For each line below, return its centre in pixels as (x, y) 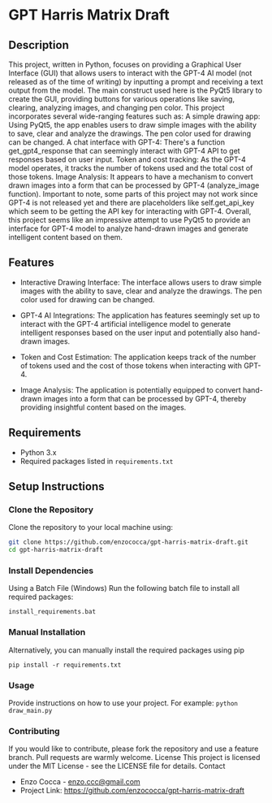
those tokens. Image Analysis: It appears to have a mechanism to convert (131, 177)
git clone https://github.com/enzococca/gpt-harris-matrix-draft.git (129, 542)
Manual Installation (47, 632)
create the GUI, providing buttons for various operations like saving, (122, 99)
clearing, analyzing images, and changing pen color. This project (117, 108)
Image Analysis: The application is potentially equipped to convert (130, 390)
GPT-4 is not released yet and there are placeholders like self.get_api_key (132, 202)
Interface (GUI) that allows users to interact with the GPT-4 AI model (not (130, 73)
